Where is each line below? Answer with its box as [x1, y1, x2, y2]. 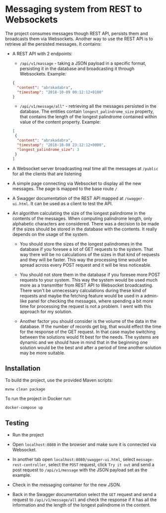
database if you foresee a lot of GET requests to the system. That [19, 246, 154, 252]
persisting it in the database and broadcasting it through [19, 66, 135, 72]
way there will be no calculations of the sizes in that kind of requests [19, 251, 160, 257]
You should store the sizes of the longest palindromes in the [19, 241, 143, 247]
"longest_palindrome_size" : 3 [17, 147, 79, 152]
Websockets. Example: [19, 71, 66, 76]
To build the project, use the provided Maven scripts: [5, 377, 113, 383]
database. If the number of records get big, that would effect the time [19, 323, 162, 329]
